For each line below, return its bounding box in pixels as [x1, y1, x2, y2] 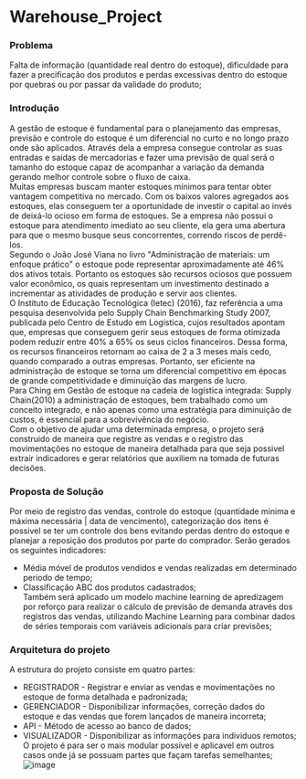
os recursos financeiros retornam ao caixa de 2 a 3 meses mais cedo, [9, 345, 272, 357]
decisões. [9, 462, 47, 473]
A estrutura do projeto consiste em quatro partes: [9, 664, 195, 675]
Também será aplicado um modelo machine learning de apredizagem [22, 592, 284, 603]
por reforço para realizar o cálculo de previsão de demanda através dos [22, 601, 293, 613]
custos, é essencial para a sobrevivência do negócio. [9, 414, 210, 425]
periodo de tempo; [22, 573, 93, 584]
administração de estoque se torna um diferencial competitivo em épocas [9, 365, 287, 376]
